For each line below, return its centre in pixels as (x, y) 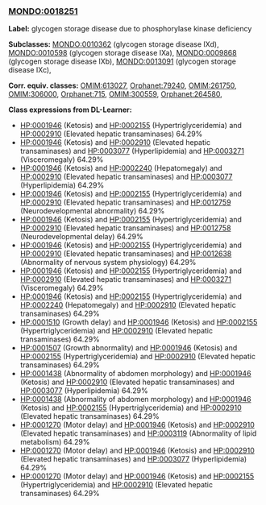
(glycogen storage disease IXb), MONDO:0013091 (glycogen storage (122, 61)
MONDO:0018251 (43, 11)
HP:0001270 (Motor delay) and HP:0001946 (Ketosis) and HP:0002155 (137, 476)
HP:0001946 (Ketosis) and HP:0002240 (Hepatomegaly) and (121, 168)
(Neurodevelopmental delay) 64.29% (81, 237)
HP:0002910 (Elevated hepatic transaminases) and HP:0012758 (125, 228)
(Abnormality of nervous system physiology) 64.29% (108, 263)
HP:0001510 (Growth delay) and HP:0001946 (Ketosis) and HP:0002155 (139, 322)
